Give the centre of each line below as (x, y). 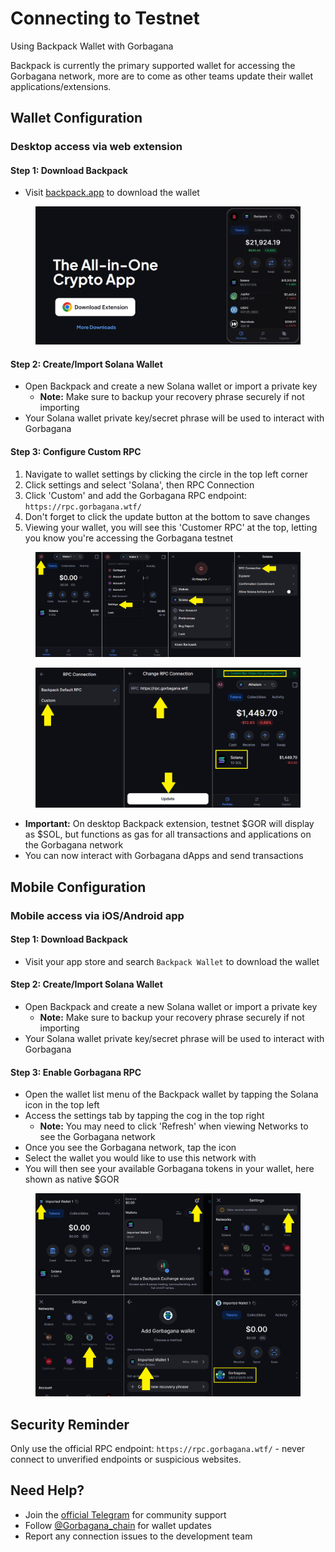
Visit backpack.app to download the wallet (112, 193)
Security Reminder (70, 1424)
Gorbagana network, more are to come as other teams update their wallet (161, 76)
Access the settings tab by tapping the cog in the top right (144, 1116)
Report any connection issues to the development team (138, 1536)
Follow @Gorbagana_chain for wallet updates (118, 1525)
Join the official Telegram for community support (125, 1514)
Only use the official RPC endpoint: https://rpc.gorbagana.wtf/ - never (158, 1448)
